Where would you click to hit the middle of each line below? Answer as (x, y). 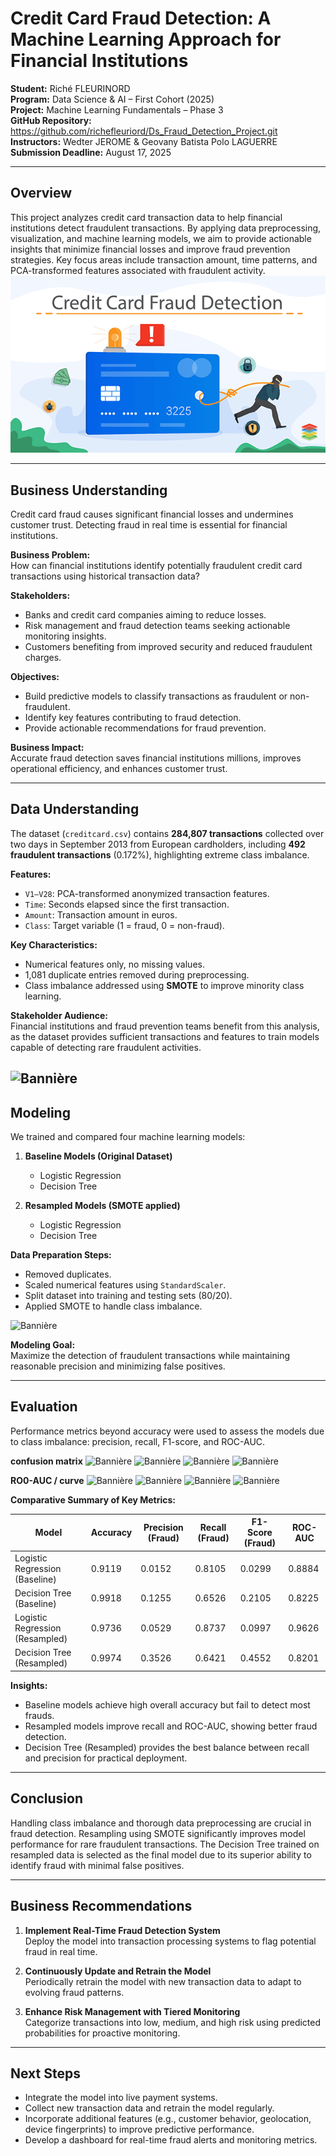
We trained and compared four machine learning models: (128, 1137)
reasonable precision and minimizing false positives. (118, 1366)
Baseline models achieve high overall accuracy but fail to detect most (167, 1704)
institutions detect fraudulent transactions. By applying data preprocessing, (166, 228)
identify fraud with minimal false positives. (97, 1865)
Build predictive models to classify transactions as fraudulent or (156, 696)
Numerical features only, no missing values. (114, 964)
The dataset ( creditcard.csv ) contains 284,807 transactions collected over (167, 833)
